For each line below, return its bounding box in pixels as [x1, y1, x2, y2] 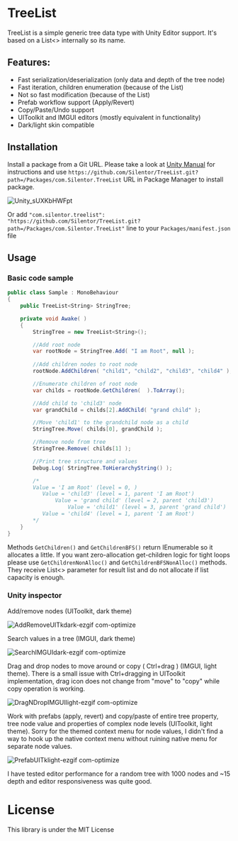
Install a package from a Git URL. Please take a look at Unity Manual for [7, 160, 215, 168]
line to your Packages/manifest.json [126, 223, 231, 232]
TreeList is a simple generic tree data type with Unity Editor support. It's [7, 28, 217, 37]
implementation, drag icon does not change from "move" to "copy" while [7, 676, 220, 685]
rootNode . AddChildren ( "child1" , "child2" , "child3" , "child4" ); [33, 367, 233, 374]
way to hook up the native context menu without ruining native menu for [7, 734, 217, 742]
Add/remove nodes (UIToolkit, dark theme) [7, 606, 132, 615]
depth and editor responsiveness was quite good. [7, 776, 152, 785]
